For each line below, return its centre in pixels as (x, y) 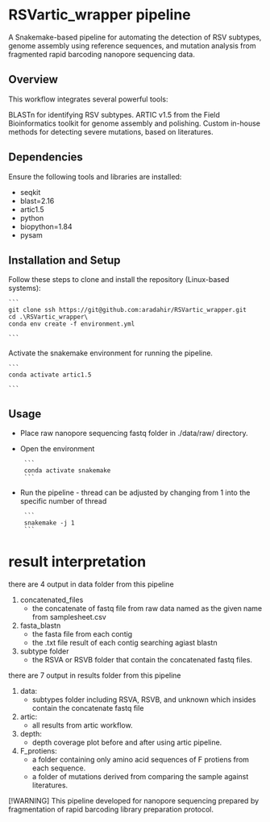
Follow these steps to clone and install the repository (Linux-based (119, 280)
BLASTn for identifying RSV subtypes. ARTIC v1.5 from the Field (114, 114)
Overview (33, 79)
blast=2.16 (37, 201)
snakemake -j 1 (49, 523)
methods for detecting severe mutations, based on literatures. (111, 131)
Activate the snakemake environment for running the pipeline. (111, 353)
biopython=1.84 (46, 226)
